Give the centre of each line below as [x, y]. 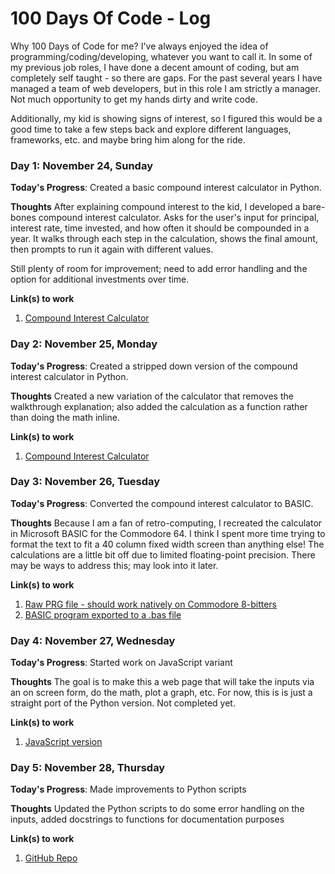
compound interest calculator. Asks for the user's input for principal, [179, 218]
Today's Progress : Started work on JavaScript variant [121, 663]
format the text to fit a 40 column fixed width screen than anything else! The [167, 544]
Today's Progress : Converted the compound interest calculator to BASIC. [162, 503]
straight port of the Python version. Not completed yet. [123, 703]
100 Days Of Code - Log [111, 18]
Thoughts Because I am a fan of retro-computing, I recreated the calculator [166, 523]
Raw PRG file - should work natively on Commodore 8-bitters [151, 604]
